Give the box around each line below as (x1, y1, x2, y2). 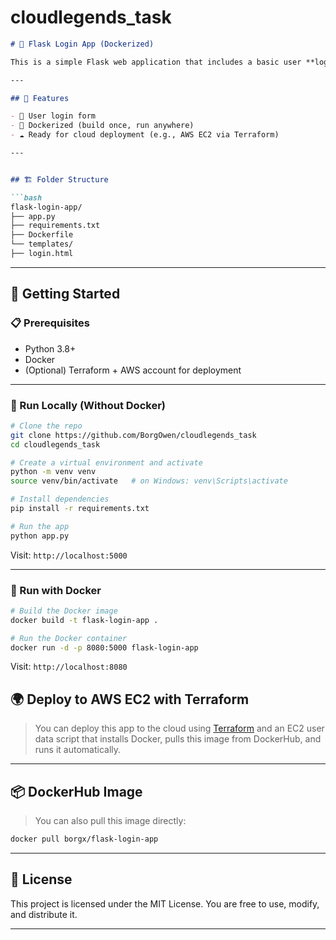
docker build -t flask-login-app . (10, 615, 159, 625)
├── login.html (10, 249, 74, 259)
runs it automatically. (34, 744, 122, 756)
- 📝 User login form (10, 111, 97, 121)
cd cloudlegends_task (10, 439, 101, 450)
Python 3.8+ (24, 342, 77, 355)
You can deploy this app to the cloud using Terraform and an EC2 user (34, 722, 325, 735)
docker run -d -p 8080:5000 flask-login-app (10, 642, 199, 653)
